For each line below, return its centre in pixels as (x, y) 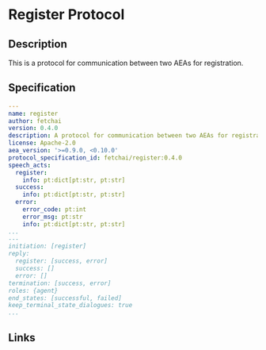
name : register (33, 113)
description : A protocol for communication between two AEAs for (118, 136)
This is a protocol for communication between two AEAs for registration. (126, 63)
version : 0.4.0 (33, 129)
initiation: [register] (47, 246)
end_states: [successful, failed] (65, 298)
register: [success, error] (62, 261)
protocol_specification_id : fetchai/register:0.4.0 (95, 158)
